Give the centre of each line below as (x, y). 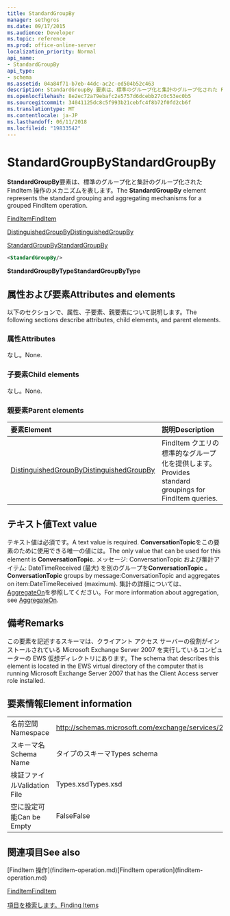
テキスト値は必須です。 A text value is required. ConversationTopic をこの (111, 542)
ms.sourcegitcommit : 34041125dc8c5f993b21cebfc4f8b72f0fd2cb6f (99, 103)
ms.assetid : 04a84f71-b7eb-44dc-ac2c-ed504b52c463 (81, 84)
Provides (176, 472)
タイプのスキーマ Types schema (107, 754)
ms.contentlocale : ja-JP (42, 115)
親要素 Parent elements (46, 410)
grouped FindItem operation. (47, 206)
